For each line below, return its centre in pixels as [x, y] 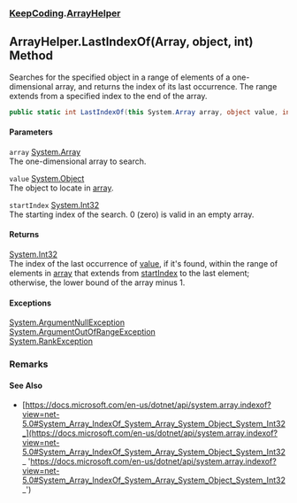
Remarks [29, 364]
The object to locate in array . [61, 188]
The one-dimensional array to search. [78, 161]
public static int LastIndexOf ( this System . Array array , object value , [144, 112]
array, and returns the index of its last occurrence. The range [166, 86]
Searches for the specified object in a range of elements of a [120, 77]
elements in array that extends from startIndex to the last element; [129, 274]
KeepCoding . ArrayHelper [65, 13]
